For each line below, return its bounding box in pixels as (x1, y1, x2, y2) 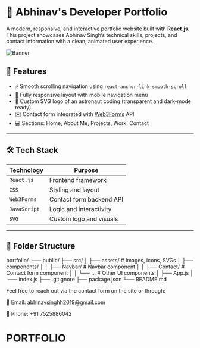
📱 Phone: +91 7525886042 (6, 311, 73, 318)
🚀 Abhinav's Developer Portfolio (6, 5, 168, 19)
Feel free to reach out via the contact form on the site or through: (6, 287, 165, 294)
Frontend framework (49, 175, 107, 184)
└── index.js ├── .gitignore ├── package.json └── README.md (6, 276, 167, 283)
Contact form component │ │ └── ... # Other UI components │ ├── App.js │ (6, 269, 194, 277)
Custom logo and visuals (49, 214, 118, 222)
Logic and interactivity (49, 205, 112, 213)
